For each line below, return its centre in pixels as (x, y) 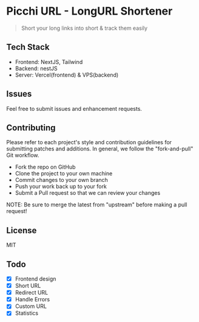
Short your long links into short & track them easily (84, 28)
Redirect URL (32, 293)
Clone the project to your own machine (64, 173)
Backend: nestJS (36, 68)
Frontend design (35, 279)
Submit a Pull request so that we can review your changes (88, 193)
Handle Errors (32, 299)
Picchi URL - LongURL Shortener (89, 11)
